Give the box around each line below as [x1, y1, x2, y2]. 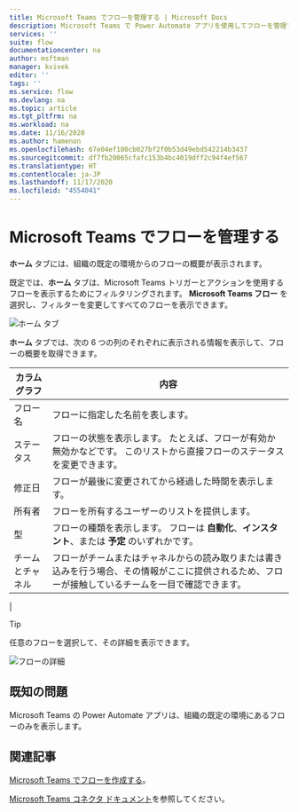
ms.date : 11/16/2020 [9, 129, 86, 138]
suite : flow [9, 37, 53, 47]
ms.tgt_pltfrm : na [9, 112, 77, 121]
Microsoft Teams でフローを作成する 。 [9, 774, 151, 785]
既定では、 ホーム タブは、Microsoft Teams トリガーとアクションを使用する [9, 277, 284, 288]
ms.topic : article [9, 104, 77, 113]
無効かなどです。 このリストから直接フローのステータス [51, 445, 285, 457]
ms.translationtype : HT [9, 162, 98, 170]
